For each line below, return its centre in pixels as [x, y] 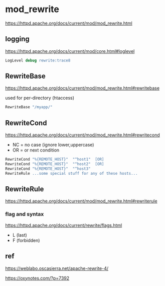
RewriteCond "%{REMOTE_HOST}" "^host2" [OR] [55, 164]
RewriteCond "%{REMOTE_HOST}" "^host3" [48, 169]
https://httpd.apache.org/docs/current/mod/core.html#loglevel [70, 51]
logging [18, 39]
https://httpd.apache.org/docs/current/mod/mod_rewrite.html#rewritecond [82, 135]
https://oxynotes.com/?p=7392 [37, 278]
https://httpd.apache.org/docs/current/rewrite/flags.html [64, 225]
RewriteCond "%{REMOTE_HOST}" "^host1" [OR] [55, 160]
